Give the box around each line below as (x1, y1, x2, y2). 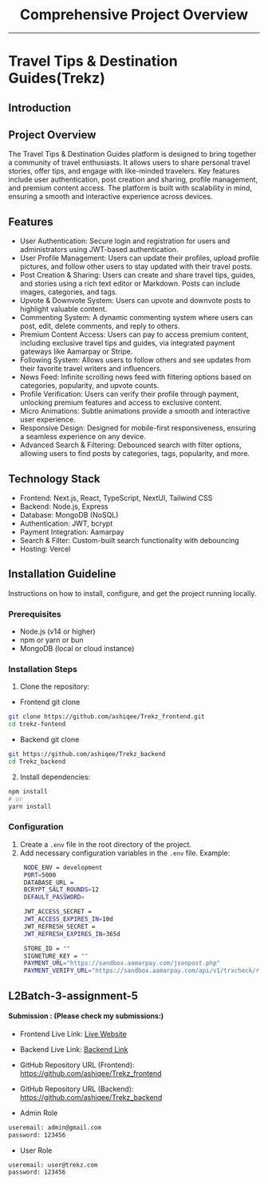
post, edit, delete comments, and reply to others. (19, 322, 180, 331)
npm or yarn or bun (19, 635, 84, 645)
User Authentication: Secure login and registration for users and (19, 236, 231, 246)
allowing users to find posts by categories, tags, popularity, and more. (19, 449, 250, 458)
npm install (8, 787, 48, 795)
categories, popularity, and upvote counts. (19, 381, 160, 390)
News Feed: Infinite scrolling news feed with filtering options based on (19, 372, 252, 382)
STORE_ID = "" (23, 944, 71, 953)
